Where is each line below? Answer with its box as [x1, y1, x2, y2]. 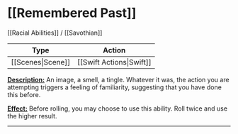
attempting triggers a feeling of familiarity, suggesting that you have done [7, 83, 222, 91]
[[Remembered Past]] [7, 5, 137, 21]
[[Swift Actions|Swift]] [76, 57, 152, 67]
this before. [7, 90, 41, 99]
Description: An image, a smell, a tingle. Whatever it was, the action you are [7, 75, 229, 84]
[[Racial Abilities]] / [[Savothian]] [7, 28, 103, 37]
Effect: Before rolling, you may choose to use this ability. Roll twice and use [7, 104, 228, 113]
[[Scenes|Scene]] [11, 57, 71, 67]
